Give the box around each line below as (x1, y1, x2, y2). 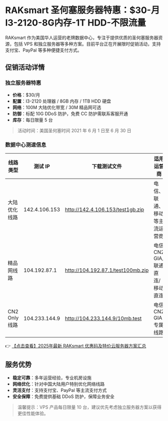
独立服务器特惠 (5, 80, 41, 87)
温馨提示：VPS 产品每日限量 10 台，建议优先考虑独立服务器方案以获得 (17, 404, 161, 410)
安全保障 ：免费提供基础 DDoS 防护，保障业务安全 (12, 393, 115, 399)
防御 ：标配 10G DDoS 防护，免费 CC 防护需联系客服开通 (12, 111, 128, 117)
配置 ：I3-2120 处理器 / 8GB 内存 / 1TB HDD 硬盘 (12, 98, 111, 104)
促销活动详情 (5, 63, 45, 72)
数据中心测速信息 (5, 141, 46, 148)
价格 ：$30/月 (12, 92, 40, 98)
